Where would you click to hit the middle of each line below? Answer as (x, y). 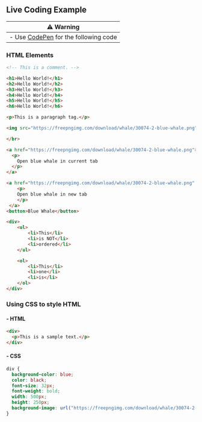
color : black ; (29, 380)
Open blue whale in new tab (52, 194)
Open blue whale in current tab (57, 161)
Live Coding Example (47, 10)
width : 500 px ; (29, 397)
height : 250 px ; (31, 403)
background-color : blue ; (43, 374)
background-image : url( (41, 408)
